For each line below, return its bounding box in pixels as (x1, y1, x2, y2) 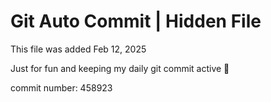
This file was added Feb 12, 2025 (10, 43, 147, 55)
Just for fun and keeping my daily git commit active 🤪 (10, 62, 230, 74)
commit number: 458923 (10, 81, 113, 94)
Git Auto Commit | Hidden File (10, 10, 262, 33)
